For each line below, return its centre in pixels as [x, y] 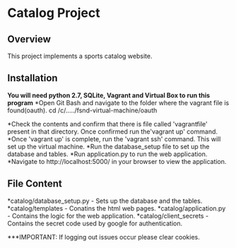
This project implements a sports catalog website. [80, 56]
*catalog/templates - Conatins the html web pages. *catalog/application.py [117, 208]
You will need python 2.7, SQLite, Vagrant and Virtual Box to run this [109, 95]
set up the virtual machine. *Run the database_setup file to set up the [108, 146]
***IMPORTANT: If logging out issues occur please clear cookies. [104, 237]
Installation [33, 78]
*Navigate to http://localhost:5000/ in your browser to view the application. [117, 161]
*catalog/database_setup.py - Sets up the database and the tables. [105, 201]
